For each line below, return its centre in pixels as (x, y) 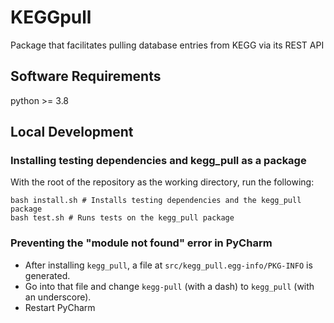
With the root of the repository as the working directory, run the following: (162, 182)
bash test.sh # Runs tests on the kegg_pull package (122, 218)
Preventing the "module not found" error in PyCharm (141, 243)
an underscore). (58, 297)
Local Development (72, 132)
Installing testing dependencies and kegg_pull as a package (158, 161)
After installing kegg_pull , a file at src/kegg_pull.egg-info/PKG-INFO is (168, 265)
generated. (47, 275)
